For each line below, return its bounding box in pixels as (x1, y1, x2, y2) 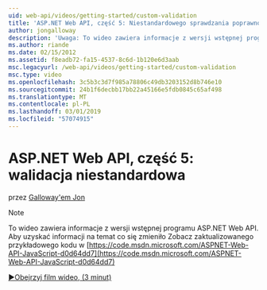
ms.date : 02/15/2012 (8, 48, 77, 56)
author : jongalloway (8, 26, 77, 34)
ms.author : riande (8, 41, 69, 49)
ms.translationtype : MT (8, 93, 87, 101)
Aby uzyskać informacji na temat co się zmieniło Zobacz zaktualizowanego (8, 231, 254, 241)
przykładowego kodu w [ (8, 240, 90, 249)
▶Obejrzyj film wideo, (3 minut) (8, 272, 112, 282)
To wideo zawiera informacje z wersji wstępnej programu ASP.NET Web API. (8, 223, 259, 233)
